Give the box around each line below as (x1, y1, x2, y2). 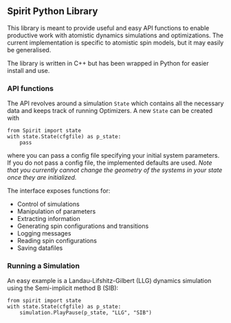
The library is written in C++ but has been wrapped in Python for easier (7, 59, 210, 67)
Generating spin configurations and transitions (16, 222, 149, 230)
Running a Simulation (7, 261, 80, 271)
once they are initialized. (7, 174, 77, 182)
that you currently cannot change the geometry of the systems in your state (7, 166, 223, 174)
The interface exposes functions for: (7, 187, 111, 195)
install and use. (7, 66, 50, 74)
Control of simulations (16, 200, 80, 209)
